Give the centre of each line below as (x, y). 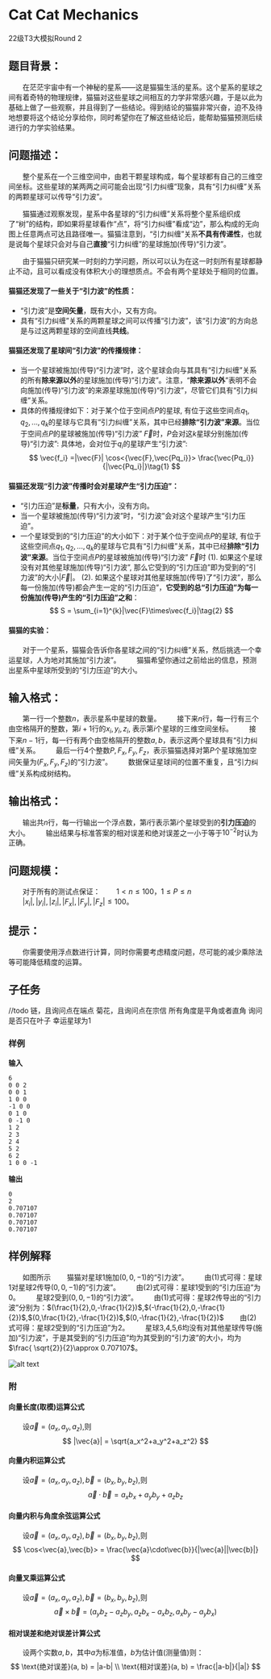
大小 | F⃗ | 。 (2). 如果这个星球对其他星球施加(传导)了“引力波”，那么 (153, 578)
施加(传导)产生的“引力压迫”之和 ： (83, 598)
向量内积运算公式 (37, 1460)
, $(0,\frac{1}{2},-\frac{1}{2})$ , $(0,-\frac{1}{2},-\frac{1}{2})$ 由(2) (141, 1318)
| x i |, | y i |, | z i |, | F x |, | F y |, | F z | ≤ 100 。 (78, 903)
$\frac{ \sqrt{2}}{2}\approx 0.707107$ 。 (75, 1347)
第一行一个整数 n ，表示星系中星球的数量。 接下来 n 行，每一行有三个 (141, 719)
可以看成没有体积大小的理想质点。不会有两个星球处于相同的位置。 (153, 271)
